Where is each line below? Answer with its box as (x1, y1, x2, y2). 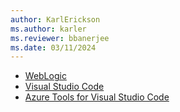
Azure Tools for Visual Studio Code (24, 91, 170, 103)
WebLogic (24, 70, 67, 82)
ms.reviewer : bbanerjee (10, 33, 110, 43)
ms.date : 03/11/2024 (10, 42, 97, 53)
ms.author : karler (10, 24, 87, 34)
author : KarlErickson (10, 14, 101, 25)
